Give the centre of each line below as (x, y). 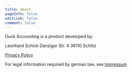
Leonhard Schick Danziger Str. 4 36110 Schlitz (51, 46)
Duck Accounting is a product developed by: (49, 36)
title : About (18, 9)
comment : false (20, 23)
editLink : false (21, 18)
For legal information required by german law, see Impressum (66, 64)
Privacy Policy (19, 55)
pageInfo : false (21, 14)
